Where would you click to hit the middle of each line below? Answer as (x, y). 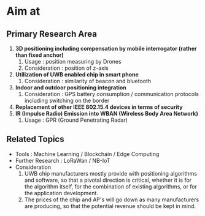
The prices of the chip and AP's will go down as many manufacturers (112, 199)
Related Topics (35, 139)
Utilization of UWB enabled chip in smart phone (77, 74)
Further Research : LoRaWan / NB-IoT (63, 160)
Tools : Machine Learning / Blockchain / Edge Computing (87, 154)
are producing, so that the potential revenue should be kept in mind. (110, 206)
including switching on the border (67, 100)
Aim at (23, 11)
